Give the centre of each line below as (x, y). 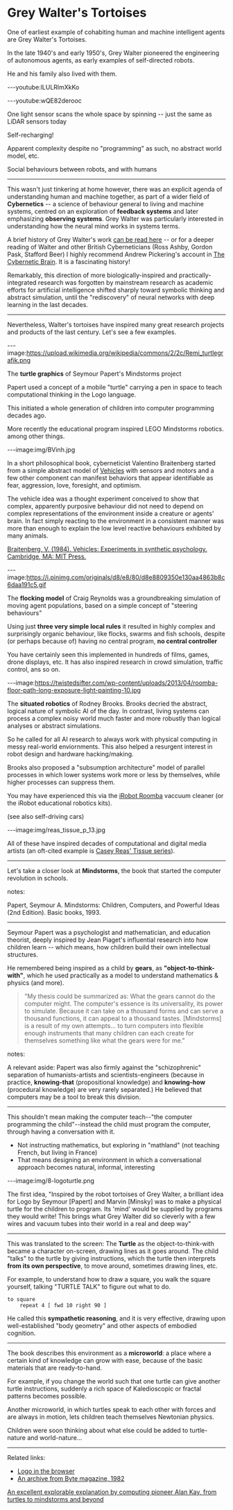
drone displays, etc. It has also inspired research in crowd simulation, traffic (115, 662)
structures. (23, 954)
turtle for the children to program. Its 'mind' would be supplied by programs (115, 1209)
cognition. (21, 1333)
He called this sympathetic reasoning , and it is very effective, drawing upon (116, 1318)
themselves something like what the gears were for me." (104, 1040)
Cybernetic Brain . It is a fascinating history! (69, 261)
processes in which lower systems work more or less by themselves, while (114, 774)
